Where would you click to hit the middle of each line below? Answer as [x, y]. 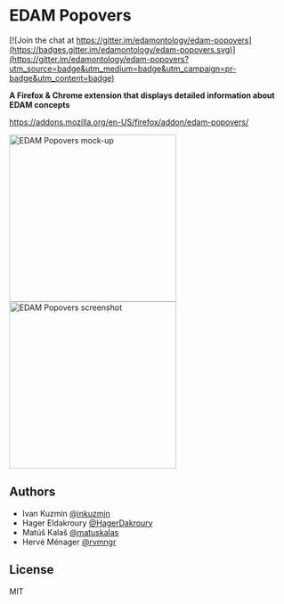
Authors [32, 492]
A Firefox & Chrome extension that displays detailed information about [142, 95]
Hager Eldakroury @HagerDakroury [87, 523]
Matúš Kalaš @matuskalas [70, 532]
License [32, 570]
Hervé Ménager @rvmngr [69, 542]
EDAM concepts [40, 104]
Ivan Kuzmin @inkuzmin [66, 513]
